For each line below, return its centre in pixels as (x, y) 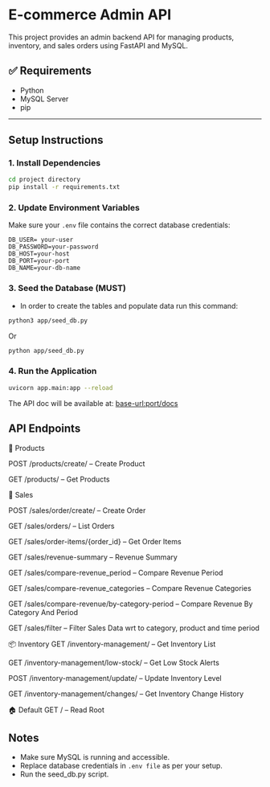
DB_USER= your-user (41, 240)
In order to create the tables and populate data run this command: (129, 305)
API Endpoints (45, 429)
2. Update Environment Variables (74, 208)
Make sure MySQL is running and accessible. (95, 757)
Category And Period (43, 612)
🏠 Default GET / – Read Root (56, 710)
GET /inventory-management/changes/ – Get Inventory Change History (126, 694)
